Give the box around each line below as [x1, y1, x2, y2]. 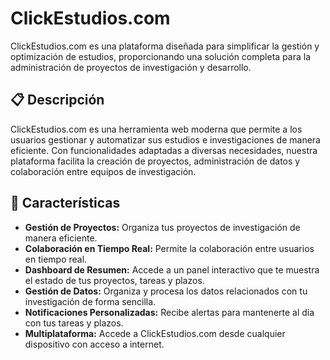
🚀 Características [10, 195, 121, 212]
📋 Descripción [10, 92, 105, 109]
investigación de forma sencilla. [24, 295, 157, 307]
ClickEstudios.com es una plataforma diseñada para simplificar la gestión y [10, 40, 320, 52]
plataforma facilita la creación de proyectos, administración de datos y [10, 155, 301, 167]
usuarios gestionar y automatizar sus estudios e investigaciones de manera [10, 133, 321, 146]
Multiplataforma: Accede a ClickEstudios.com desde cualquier [24, 327, 286, 339]
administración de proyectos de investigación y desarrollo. [10, 61, 252, 73]
